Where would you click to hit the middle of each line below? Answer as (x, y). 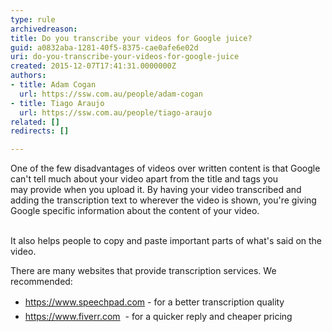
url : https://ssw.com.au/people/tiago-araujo (116, 112)
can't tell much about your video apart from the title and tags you (144, 179)
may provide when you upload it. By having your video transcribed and (156, 190)
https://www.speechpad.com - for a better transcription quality (154, 302)
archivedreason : (44, 29)
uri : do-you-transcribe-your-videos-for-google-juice (125, 57)
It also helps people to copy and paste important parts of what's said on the (166, 241)
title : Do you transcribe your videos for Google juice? (131, 38)
